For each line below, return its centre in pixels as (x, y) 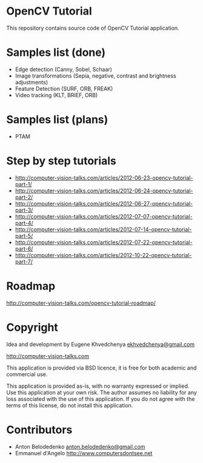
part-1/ (23, 184)
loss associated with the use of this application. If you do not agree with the (101, 399)
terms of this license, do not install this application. (70, 405)
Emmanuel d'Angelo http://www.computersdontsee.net (84, 453)
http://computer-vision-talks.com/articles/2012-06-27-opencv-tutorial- (104, 203)
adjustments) (32, 82)
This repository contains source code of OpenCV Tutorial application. (93, 28)
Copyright (32, 327)
